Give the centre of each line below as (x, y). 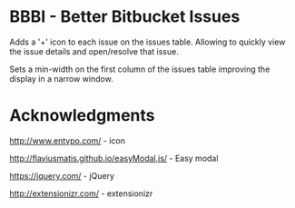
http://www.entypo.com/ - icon (67, 140)
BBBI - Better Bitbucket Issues (125, 17)
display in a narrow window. (61, 78)
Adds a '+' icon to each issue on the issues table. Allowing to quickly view (147, 42)
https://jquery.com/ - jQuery (62, 175)
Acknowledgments (83, 116)
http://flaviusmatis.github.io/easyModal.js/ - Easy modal (114, 158)
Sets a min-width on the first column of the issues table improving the (140, 69)
